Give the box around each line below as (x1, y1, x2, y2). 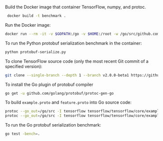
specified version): (5, 63, 43, 69)
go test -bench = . (5, 131, 40, 137)
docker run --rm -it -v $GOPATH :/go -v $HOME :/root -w (5, 31, 118, 36)
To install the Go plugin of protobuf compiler (5, 82, 94, 87)
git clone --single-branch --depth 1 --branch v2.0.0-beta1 (5, 72, 130, 78)
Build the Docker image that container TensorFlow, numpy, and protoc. (5, 4, 147, 10)
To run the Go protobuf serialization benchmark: (5, 122, 101, 128)
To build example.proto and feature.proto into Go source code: (5, 99, 132, 105)
